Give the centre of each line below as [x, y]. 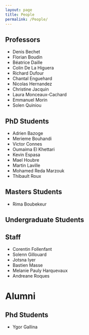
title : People [20, 15]
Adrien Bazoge [28, 133]
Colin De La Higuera [33, 68]
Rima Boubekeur [29, 204]
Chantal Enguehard [32, 79]
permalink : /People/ [27, 19]
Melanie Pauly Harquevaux [40, 271]
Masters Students [34, 192]
